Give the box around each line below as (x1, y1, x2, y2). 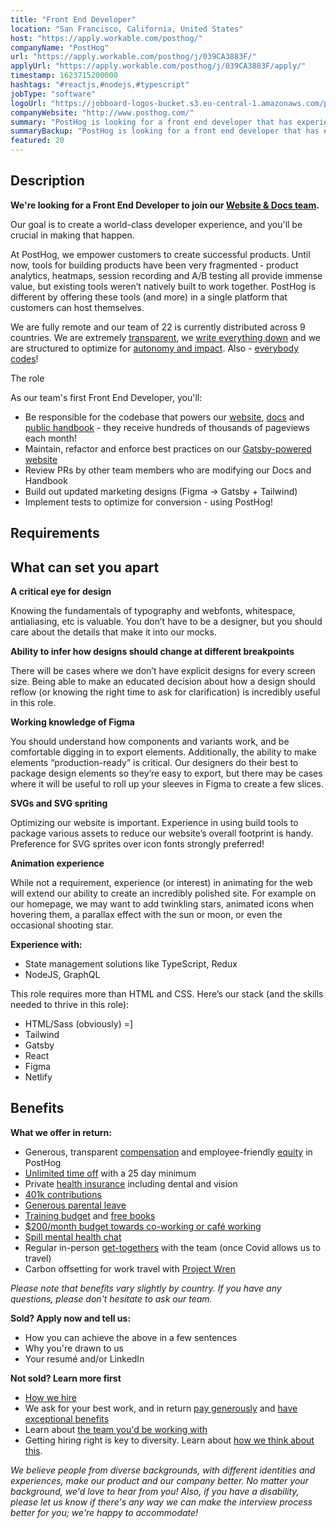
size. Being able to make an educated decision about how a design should (10, 676, 316, 688)
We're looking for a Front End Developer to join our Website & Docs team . (10, 199, 320, 211)
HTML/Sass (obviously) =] (24, 1018, 134, 1030)
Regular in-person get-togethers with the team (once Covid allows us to (24, 1241, 322, 1253)
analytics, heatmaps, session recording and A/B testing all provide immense (10, 269, 323, 281)
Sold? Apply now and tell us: (10, 1312, 132, 1324)
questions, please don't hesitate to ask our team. (10, 1292, 213, 1305)
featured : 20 (10, 136, 65, 146)
